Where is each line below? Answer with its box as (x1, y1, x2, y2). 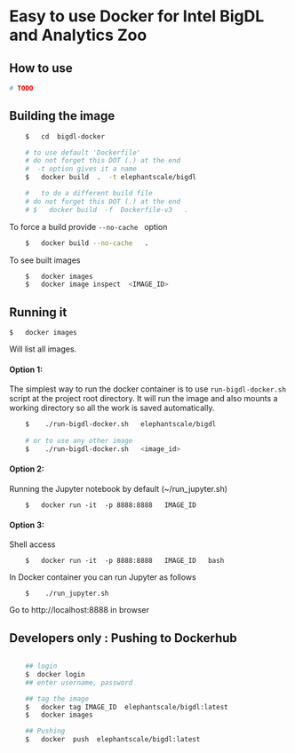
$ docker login (25, 670, 86, 678)
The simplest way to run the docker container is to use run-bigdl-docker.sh (9, 384, 287, 394)
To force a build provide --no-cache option (9, 221, 168, 232)
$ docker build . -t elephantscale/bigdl (25, 173, 197, 182)
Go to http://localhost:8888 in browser (9, 605, 149, 615)
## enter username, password (25, 678, 133, 687)
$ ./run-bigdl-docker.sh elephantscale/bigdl (25, 420, 217, 429)
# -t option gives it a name (25, 164, 138, 174)
